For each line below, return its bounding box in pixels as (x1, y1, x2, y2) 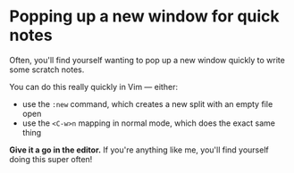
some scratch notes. (9, 64, 85, 75)
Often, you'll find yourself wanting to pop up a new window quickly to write (9, 54, 286, 65)
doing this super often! (9, 153, 93, 164)
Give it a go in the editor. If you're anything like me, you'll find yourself (9, 144, 270, 155)
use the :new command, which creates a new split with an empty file (21, 98, 273, 109)
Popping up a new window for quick (9, 6, 280, 27)
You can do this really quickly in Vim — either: (9, 81, 179, 92)
